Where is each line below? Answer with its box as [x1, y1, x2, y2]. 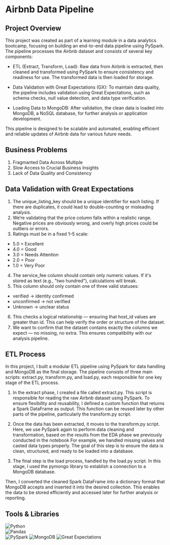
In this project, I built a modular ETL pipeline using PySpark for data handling [5, 363, 165, 370]
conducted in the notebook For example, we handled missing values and [12, 437, 164, 444]
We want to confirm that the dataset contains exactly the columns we [12, 324, 158, 331]
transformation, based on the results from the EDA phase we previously [12, 432, 162, 438]
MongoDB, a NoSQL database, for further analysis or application [12, 111, 148, 116]
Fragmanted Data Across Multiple [12, 159, 83, 165]
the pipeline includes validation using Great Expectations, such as [12, 90, 150, 95]
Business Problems [5, 146, 67, 154]
